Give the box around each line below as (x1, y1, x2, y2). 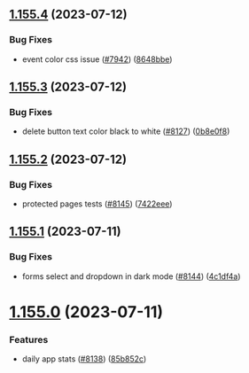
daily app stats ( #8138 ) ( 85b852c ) (21, 354, 147, 364)
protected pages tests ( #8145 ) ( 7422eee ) (21, 198, 173, 209)
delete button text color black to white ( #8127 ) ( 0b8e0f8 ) (21, 126, 230, 136)
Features (9, 333, 49, 346)
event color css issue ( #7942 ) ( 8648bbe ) (21, 53, 173, 65)
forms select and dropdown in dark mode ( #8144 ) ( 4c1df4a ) (21, 270, 241, 282)
